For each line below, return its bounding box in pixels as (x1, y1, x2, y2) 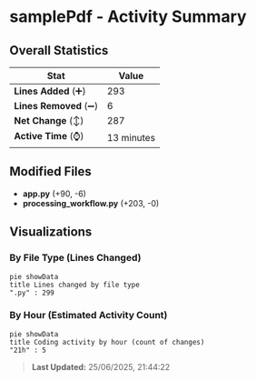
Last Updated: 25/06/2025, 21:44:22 (31, 361, 171, 372)
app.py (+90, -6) (22, 188, 86, 199)
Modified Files (9, 164, 93, 179)
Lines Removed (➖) (14, 100, 98, 112)
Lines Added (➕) (14, 85, 86, 97)
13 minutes (106, 131, 156, 144)
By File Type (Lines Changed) (9, 252, 142, 265)
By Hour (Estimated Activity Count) (9, 309, 168, 322)
